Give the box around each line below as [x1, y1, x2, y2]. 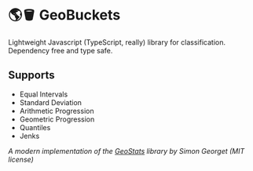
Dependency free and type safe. [8, 45, 113, 55]
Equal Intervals [19, 89, 68, 99]
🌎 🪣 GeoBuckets [8, 6, 121, 24]
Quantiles [19, 122, 51, 132]
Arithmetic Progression [19, 106, 94, 115]
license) [8, 155, 34, 164]
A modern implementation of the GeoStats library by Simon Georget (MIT [8, 146, 245, 155]
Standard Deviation [19, 97, 82, 107]
